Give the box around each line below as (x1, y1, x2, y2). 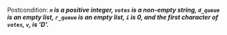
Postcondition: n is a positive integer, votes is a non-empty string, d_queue (7, 6, 220, 14)
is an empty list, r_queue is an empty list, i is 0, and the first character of (7, 13, 219, 21)
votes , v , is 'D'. (7, 21, 50, 28)
